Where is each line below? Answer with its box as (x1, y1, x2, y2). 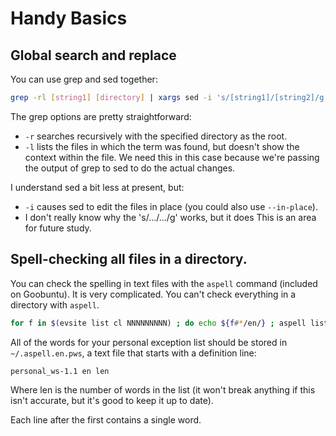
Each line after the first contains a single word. (10, 413, 202, 426)
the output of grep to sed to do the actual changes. (24, 162, 236, 174)
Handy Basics (10, 7, 128, 30)
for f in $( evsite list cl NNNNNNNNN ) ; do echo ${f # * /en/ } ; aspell (10, 318, 307, 328)
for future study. (24, 222, 92, 234)
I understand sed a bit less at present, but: (10, 181, 185, 193)
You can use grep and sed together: (10, 73, 158, 85)
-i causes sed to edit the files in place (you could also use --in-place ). (24, 200, 318, 212)
